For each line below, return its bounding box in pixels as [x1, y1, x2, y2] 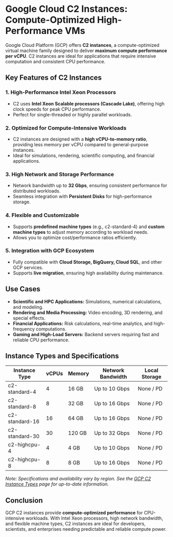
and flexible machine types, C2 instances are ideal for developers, [5, 521, 146, 527]
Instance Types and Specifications [5, 352, 119, 360]
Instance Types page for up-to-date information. [5, 481, 109, 487]
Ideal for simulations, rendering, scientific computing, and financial [12, 152, 154, 159]
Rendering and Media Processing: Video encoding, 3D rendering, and [12, 309, 163, 316]
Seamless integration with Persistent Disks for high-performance [12, 194, 152, 200]
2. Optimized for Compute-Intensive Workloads [5, 124, 127, 131]
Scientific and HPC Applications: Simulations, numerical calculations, [12, 298, 162, 304]
